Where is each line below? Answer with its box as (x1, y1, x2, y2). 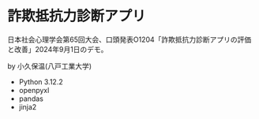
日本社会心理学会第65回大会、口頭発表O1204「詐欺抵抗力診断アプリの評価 (7, 35, 252, 44)
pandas (18, 94, 44, 103)
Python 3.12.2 (18, 76, 64, 87)
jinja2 (18, 102, 37, 111)
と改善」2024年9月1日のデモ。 (7, 44, 108, 54)
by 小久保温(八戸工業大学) (7, 61, 92, 71)
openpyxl (18, 85, 50, 95)
